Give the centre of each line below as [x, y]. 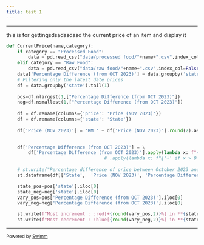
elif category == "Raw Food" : [56, 63]
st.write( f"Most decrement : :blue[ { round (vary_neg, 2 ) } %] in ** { [102, 220]
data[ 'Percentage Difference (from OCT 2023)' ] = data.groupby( [100, 74]
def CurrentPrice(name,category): [50, 46]
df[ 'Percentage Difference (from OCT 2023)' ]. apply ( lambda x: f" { [114, 153]
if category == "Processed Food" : [61, 52]
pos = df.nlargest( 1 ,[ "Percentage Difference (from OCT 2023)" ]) [99, 97]
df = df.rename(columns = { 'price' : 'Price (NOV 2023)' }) [90, 114]
